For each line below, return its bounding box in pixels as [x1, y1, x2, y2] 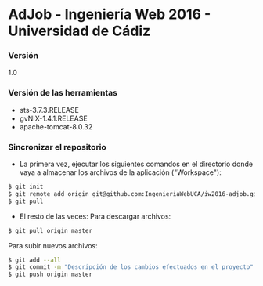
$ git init [8, 183, 44, 191]
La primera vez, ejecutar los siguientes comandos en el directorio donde [19, 159, 253, 169]
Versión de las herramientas [8, 88, 117, 99]
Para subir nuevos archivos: [8, 241, 98, 250]
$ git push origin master [8, 270, 92, 279]
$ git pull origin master [8, 226, 92, 234]
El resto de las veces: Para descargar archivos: [19, 212, 171, 221]
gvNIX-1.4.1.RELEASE [19, 114, 88, 123]
